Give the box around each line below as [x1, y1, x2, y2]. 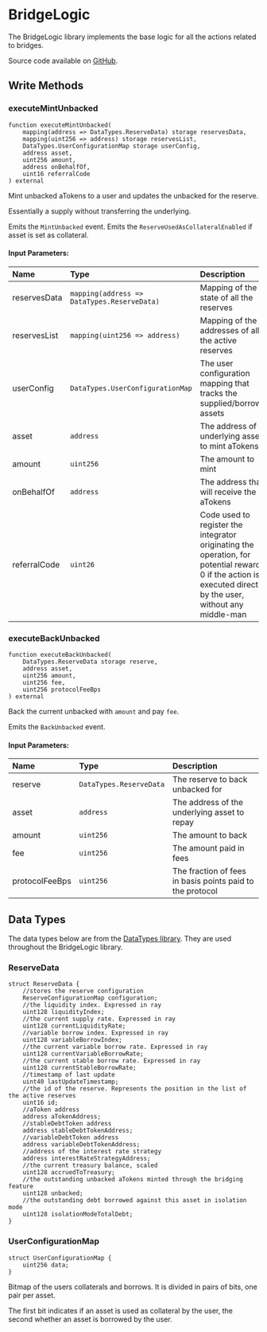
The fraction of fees [172, 866, 246, 877]
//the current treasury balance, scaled [22, 1161, 158, 1169]
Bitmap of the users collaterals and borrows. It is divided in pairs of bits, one [8, 1282, 258, 1291]
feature [8, 1182, 34, 1191]
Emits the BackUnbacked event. [8, 722, 106, 732]
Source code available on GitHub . [8, 56, 118, 65]
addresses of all [199, 324, 260, 336]
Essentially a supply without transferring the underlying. [8, 206, 192, 216]
